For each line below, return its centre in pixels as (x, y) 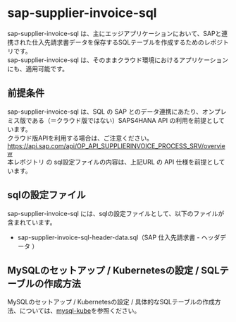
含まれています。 (32, 222)
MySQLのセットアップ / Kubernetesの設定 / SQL (113, 270)
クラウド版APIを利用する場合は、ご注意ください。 (80, 138)
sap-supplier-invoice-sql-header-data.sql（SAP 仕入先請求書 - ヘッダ (119, 237)
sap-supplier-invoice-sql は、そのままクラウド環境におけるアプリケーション (118, 60)
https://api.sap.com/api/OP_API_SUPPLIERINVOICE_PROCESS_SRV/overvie (116, 145)
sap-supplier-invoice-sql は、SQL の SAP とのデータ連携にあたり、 (105, 112)
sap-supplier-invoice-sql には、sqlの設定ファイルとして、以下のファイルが (116, 213)
